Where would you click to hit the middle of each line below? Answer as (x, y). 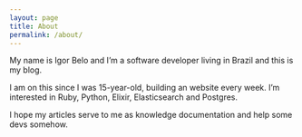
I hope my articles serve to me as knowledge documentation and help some (151, 115)
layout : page (34, 18)
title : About (34, 26)
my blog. (26, 70)
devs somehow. (39, 124)
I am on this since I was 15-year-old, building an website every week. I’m (145, 88)
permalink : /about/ (46, 34)
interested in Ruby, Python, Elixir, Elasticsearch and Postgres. (124, 97)
